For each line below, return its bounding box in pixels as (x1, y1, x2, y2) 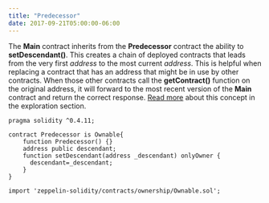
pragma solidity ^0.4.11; (8, 116, 95, 124)
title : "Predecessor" (8, 11, 81, 20)
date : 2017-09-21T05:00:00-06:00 (8, 19, 120, 27)
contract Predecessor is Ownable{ (8, 130, 124, 139)
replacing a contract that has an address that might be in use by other (8, 67, 239, 76)
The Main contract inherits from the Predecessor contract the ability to (8, 41, 244, 51)
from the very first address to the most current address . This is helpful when (8, 58, 262, 68)
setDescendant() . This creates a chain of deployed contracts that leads (8, 50, 247, 59)
